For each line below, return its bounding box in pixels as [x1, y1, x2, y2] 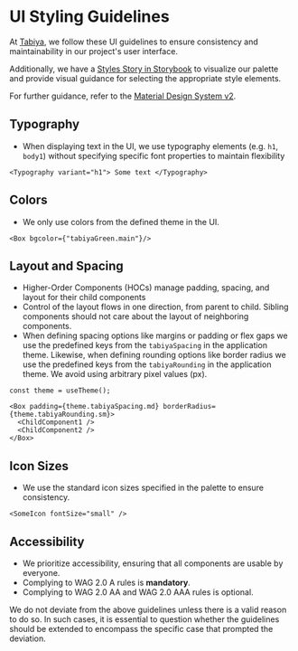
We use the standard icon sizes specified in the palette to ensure [22, 482, 265, 494]
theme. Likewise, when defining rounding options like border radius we [22, 350, 286, 361]
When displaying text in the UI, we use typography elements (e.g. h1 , [22, 140, 278, 151]
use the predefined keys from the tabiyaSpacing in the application [22, 340, 268, 351]
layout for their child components [22, 292, 146, 303]
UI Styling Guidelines [9, 6, 170, 27]
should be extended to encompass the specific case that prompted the [9, 624, 274, 634]
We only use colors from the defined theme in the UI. [22, 216, 219, 227]
